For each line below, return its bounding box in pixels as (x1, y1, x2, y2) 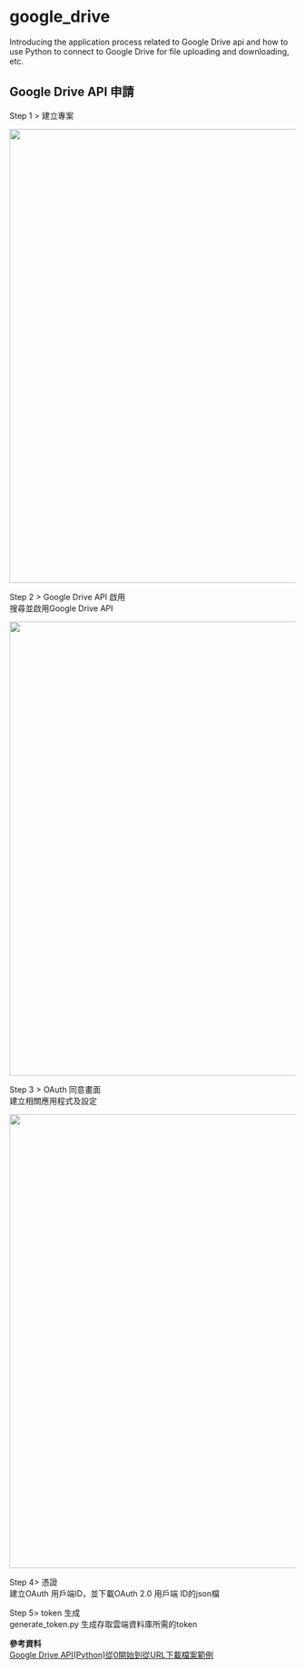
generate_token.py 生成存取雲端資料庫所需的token (9, 1618, 198, 1629)
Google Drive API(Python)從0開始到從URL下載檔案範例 (9, 1649, 214, 1660)
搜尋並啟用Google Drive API (9, 602, 113, 614)
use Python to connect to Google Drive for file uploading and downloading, (9, 45, 290, 56)
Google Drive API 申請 (9, 84, 134, 100)
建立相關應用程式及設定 (9, 1095, 97, 1106)
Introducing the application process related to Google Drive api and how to (9, 36, 289, 47)
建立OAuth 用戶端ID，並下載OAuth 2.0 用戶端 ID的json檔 (9, 1587, 221, 1599)
